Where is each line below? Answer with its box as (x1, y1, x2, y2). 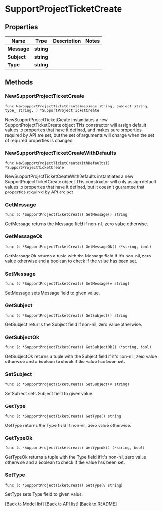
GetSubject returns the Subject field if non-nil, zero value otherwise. (5, 321, 142, 328)
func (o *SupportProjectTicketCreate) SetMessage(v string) (5, 281, 130, 286)
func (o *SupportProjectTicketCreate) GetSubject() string (5, 313, 128, 318)
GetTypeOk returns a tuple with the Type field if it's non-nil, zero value (5, 454, 146, 460)
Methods (5, 78, 33, 86)
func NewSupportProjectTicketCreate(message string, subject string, (5, 104, 150, 108)
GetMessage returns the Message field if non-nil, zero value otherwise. (5, 221, 148, 227)
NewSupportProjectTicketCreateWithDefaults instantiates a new (5, 173, 134, 179)
